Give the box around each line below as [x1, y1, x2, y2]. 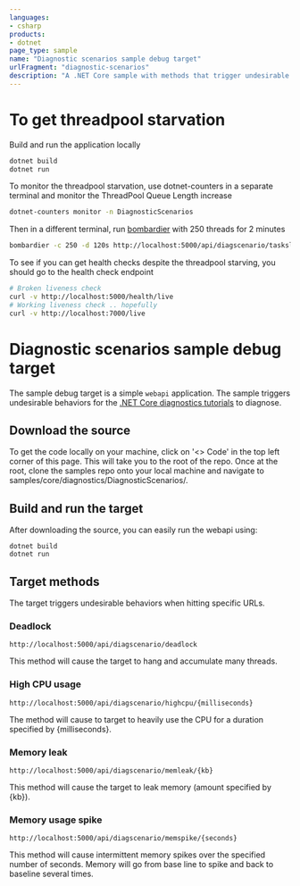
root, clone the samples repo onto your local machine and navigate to [9, 465, 265, 476]
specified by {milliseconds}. [9, 723, 112, 734]
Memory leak [9, 746, 68, 758]
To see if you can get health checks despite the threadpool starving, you [9, 257, 277, 268]
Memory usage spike [9, 814, 103, 826]
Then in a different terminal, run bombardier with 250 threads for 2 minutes [9, 224, 286, 235]
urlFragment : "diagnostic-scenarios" [9, 63, 150, 72]
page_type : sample [9, 46, 78, 55]
